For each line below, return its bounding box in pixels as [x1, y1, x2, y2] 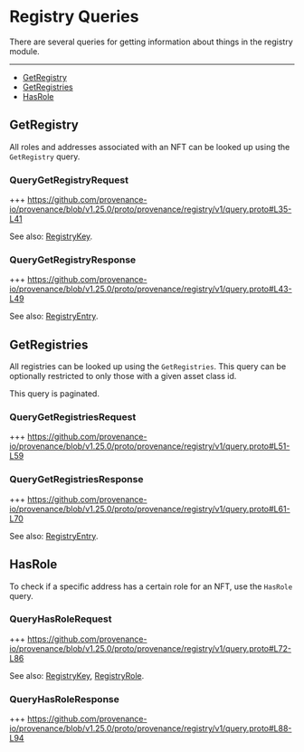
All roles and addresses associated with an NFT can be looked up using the [9, 141, 290, 152]
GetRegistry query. [9, 151, 81, 162]
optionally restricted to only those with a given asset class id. [9, 371, 237, 382]
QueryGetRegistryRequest [9, 174, 129, 186]
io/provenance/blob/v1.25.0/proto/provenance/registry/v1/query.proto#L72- [9, 643, 292, 653]
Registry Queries [9, 6, 139, 27]
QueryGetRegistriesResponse [9, 473, 144, 486]
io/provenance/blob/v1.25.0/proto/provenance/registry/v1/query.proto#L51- [9, 441, 290, 452]
